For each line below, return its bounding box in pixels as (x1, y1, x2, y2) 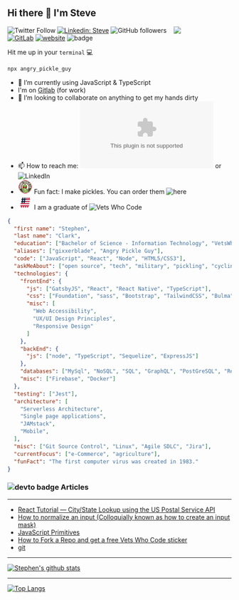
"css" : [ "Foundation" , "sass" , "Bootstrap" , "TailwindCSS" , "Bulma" (26, 293, 234, 300)
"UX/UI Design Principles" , (33, 315, 116, 323)
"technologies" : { (14, 270, 69, 277)
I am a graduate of (33, 202, 87, 211)
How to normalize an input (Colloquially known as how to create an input (17, 512, 230, 521)
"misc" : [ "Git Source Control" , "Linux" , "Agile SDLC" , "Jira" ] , (14, 443, 212, 450)
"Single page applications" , (20, 413, 107, 420)
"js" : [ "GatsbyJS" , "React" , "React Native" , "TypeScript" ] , (26, 285, 212, 292)
